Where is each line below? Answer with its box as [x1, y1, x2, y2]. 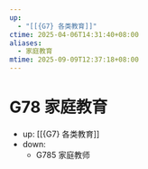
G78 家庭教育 [9, 97, 108, 117]
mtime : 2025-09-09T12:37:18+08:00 [9, 55, 140, 64]
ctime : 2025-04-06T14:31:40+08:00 [9, 30, 140, 39]
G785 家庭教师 [35, 149, 90, 160]
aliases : [9, 38, 42, 48]
